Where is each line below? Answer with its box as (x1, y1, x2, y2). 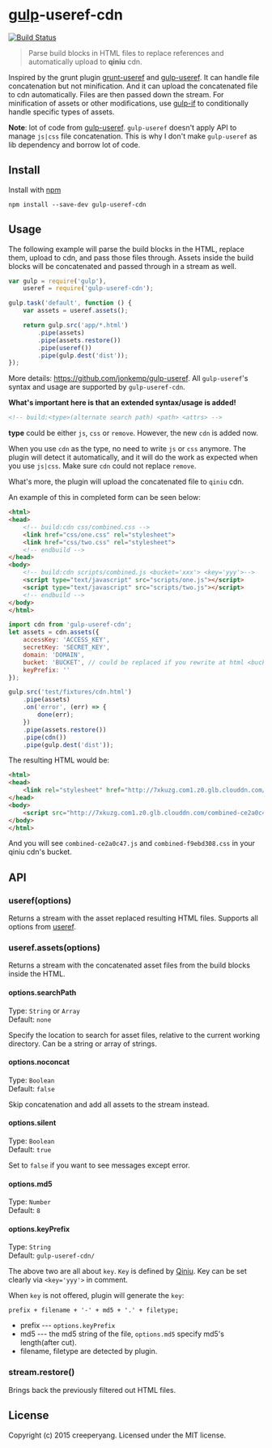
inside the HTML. (8, 969, 66, 979)
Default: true (8, 1145, 52, 1155)
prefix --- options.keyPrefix (19, 1321, 116, 1331)
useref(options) (8, 895, 72, 906)
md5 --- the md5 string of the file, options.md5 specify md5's (19, 1329, 225, 1339)
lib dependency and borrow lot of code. (8, 139, 141, 149)
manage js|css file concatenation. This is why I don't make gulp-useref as (8, 131, 257, 141)
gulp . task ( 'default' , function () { (8, 299, 132, 307)
